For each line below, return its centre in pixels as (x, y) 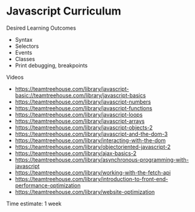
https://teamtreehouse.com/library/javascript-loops (79, 114)
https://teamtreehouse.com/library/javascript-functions (84, 108)
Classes (25, 59)
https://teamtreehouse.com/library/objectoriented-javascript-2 (93, 147)
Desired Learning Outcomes (41, 28)
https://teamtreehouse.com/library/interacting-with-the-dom (90, 140)
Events (24, 52)
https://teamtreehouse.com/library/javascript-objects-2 (84, 127)
